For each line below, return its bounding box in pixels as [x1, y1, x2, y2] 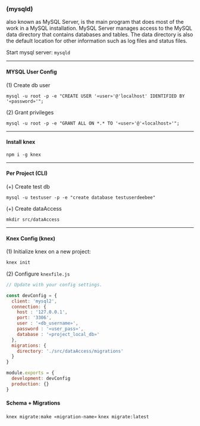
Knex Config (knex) [6, 234, 55, 242]
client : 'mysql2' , [11, 298, 58, 304]
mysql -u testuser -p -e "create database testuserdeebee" [6, 195, 156, 200]
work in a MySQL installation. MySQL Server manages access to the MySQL [6, 24, 192, 32]
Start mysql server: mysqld [6, 49, 70, 56]
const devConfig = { [6, 292, 58, 298]
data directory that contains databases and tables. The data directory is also [6, 31, 193, 38]
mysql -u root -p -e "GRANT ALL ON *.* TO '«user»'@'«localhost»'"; [6, 120, 180, 126]
